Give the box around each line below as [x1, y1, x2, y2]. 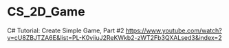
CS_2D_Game [7, 4, 85, 20]
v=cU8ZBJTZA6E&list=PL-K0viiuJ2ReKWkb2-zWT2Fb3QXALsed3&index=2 [7, 33, 222, 41]
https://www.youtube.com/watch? [125, 26, 222, 34]
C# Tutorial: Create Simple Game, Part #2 [7, 26, 124, 34]
